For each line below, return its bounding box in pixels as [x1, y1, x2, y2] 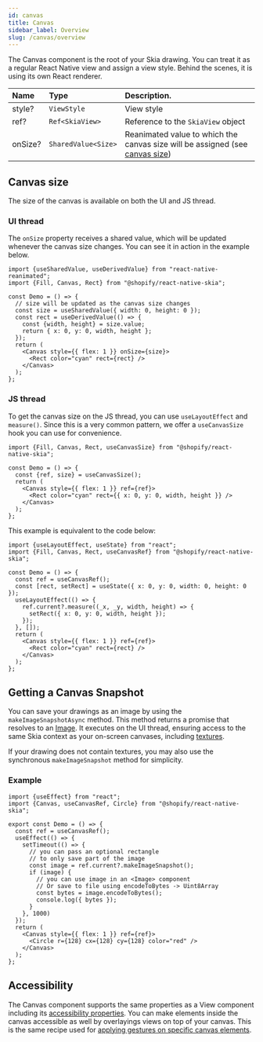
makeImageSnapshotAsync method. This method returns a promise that [8, 715, 229, 725]
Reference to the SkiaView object [124, 116, 245, 127]
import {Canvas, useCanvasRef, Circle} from [8, 799, 156, 807]
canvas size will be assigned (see [124, 139, 248, 150]
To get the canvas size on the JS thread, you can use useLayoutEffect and [8, 411, 248, 421]
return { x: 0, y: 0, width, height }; [22, 327, 153, 335]
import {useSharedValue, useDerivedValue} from [8, 265, 167, 273]
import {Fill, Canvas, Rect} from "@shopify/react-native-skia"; [8, 280, 225, 287]
